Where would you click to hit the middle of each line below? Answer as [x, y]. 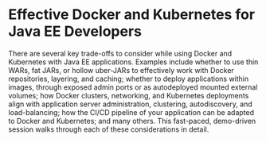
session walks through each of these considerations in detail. [109, 129]
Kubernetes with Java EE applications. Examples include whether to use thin [133, 62]
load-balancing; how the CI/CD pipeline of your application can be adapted [131, 112]
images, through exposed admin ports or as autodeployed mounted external [133, 87]
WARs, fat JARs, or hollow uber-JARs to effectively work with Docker [121, 70]
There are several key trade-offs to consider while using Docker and [120, 53]
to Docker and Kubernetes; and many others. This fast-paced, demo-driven [132, 121]
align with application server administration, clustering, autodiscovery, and [130, 104]
